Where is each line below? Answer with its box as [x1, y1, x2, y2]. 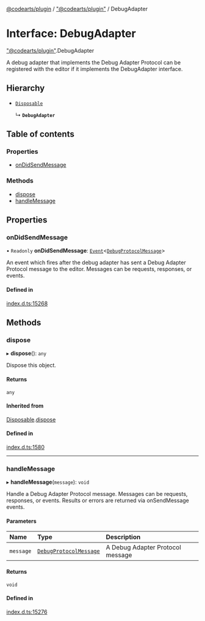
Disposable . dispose [6, 416, 56, 423]
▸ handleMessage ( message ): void [6, 478, 90, 486]
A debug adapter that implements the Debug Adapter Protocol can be [6, 58, 181, 66]
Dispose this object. [6, 362, 57, 369]
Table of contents [6, 129, 74, 140]
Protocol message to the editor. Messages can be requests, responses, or [6, 265, 192, 273]
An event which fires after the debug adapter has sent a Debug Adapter [6, 259, 186, 266]
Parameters [6, 517, 37, 525]
